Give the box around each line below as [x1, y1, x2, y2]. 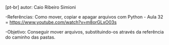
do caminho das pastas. [5, 34, 56, 40]
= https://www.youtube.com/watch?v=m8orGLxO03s [5, 19, 117, 25]
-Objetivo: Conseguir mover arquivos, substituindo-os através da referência [5, 29, 164, 34]
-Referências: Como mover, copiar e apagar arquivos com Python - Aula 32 [5, 14, 163, 19]
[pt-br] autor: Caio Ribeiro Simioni [5, 4, 76, 10]
